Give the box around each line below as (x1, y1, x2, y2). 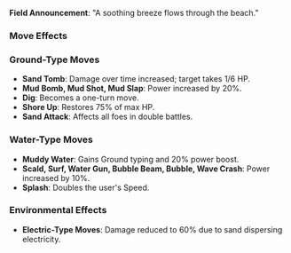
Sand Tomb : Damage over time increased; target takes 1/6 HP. (21, 74, 251, 84)
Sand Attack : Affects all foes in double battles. (21, 111, 193, 123)
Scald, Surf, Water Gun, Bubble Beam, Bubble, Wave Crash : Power (21, 163, 271, 174)
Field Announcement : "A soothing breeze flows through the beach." (9, 8, 259, 18)
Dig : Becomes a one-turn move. (21, 92, 139, 103)
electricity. (21, 233, 61, 244)
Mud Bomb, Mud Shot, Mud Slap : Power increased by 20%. (21, 83, 242, 94)
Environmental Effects (9, 204, 107, 217)
